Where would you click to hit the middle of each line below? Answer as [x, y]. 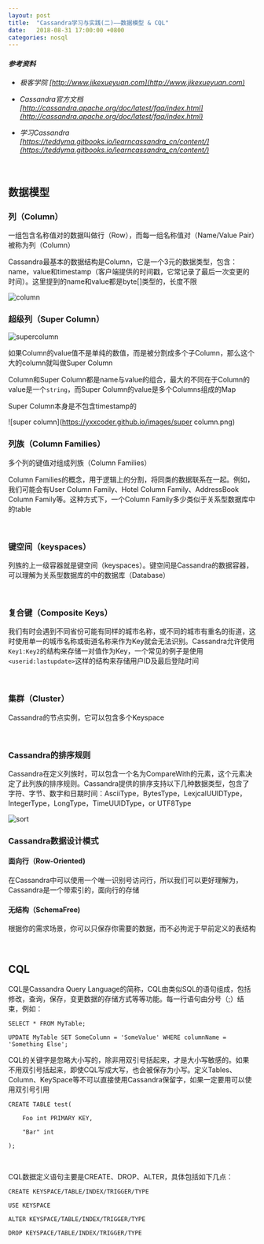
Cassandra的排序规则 [49, 755]
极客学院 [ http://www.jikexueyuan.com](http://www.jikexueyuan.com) [132, 83]
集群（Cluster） [38, 698]
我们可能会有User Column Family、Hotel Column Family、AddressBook [124, 489]
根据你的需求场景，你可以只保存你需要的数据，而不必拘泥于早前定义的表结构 [132, 929]
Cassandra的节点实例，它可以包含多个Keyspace [86, 717]
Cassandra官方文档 [51, 99]
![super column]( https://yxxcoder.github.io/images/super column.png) [122, 422]
